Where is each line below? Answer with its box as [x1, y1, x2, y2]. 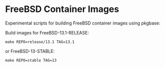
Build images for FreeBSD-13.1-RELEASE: [5, 29, 89, 35]
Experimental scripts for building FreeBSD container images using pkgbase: [5, 20, 161, 26]
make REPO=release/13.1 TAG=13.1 [5, 39, 75, 44]
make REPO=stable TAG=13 [5, 57, 57, 63]
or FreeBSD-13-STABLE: [5, 48, 55, 54]
